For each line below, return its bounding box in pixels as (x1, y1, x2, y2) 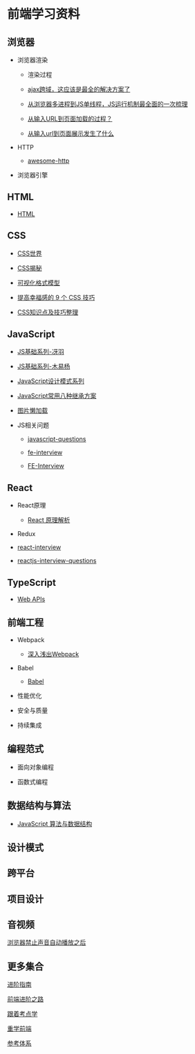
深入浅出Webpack (27, 650, 80, 658)
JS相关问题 (17, 421, 50, 429)
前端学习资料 (7, 6, 81, 22)
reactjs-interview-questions (17, 557, 97, 565)
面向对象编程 (17, 762, 54, 771)
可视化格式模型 (17, 278, 60, 287)
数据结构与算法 (7, 800, 71, 812)
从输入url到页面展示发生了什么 (27, 129, 114, 137)
